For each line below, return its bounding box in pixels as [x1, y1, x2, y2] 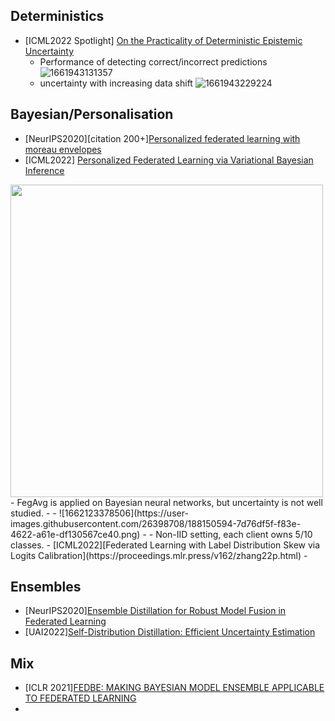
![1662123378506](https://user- [58, 507, 189, 519]
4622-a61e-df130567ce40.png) [10, 528, 141, 540]
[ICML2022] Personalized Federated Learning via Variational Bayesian [24, 154, 314, 166]
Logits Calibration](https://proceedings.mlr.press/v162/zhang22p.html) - [10, 549, 308, 561]
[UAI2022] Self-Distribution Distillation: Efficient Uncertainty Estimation [24, 626, 316, 638]
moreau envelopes [24, 143, 102, 155]
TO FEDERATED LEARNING [24, 692, 137, 704]
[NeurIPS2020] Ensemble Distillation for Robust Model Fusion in [24, 605, 287, 617]
